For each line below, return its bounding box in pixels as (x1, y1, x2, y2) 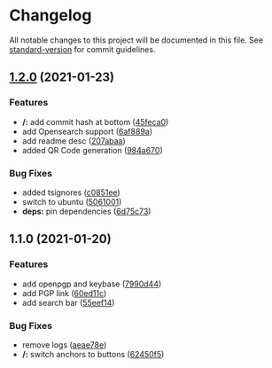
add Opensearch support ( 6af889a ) (21, 126, 153, 137)
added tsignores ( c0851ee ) (21, 187, 121, 198)
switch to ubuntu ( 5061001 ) (21, 196, 122, 207)
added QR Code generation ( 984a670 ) (21, 145, 163, 155)
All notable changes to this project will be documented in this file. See (9, 35, 264, 45)
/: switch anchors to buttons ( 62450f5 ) (21, 348, 165, 359)
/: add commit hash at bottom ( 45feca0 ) (21, 116, 169, 127)
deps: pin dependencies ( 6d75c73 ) (21, 206, 152, 216)
